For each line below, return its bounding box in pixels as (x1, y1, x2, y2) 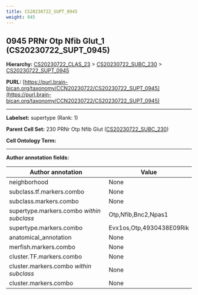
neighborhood (9, 178, 49, 186)
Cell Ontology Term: (6, 137, 57, 145)
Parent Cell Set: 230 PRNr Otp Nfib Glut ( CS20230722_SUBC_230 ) (6, 126, 169, 133)
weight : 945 (6, 14, 35, 20)
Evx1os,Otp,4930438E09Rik (108, 224, 189, 232)
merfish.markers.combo (9, 243, 75, 251)
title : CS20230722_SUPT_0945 (6, 8, 78, 15)
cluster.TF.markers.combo (9, 253, 82, 261)
